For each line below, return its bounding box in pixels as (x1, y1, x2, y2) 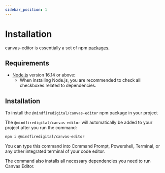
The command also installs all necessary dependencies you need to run (5, 158, 151, 164)
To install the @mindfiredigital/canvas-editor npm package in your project (5, 110, 158, 116)
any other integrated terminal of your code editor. (5, 148, 105, 154)
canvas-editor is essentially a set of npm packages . (5, 45, 110, 51)
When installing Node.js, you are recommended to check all (19, 77, 141, 83)
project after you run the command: (5, 125, 77, 131)
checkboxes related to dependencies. (19, 82, 97, 89)
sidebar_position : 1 (5, 7, 48, 12)
